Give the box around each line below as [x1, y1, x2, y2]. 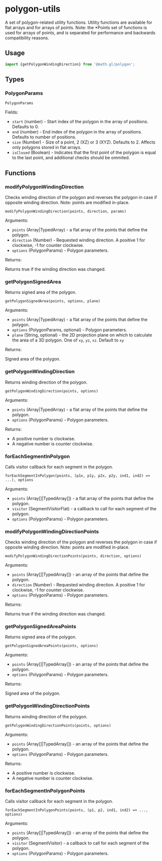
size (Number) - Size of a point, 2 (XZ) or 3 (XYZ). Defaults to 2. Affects [12, 139, 156, 145]
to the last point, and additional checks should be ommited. [12, 155, 130, 161]
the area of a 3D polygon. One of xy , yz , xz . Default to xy [12, 337, 124, 343]
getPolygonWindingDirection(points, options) [5, 389, 98, 393]
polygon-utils [5, 3, 60, 15]
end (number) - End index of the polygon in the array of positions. [12, 129, 143, 135]
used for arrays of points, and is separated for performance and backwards [5, 30, 156, 35]
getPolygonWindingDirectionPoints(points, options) [5, 723, 111, 728]
